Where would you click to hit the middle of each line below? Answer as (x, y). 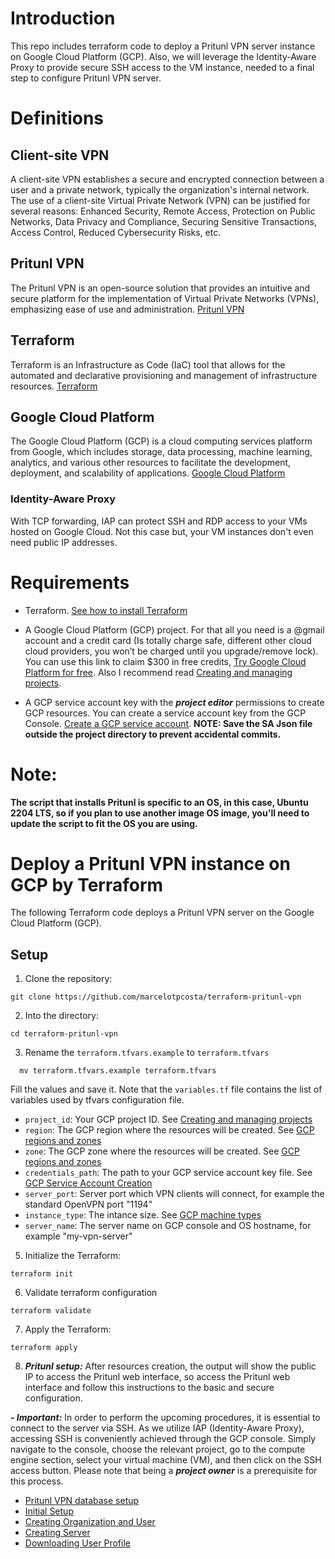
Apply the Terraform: (68, 1329)
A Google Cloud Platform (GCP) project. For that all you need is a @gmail (174, 629)
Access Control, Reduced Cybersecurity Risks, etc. (116, 232)
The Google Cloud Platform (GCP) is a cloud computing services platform (161, 441)
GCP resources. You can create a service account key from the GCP (165, 713)
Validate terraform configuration (91, 1293)
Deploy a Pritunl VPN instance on (150, 863)
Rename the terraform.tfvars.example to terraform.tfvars (147, 1053)
